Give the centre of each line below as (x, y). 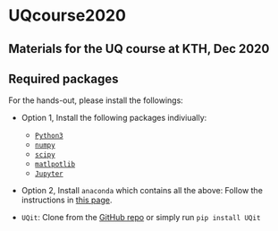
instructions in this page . (67, 200)
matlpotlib (55, 165)
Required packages (63, 78)
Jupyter (49, 174)
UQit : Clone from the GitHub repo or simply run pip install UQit (141, 218)
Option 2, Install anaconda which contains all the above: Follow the (142, 191)
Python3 (49, 136)
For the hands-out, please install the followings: (96, 100)
